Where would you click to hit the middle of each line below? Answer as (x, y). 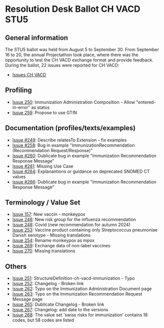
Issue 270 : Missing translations (44, 251)
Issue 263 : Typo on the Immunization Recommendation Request (77, 294)
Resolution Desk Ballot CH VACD (73, 9)
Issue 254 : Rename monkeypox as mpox (53, 240)
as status (41, 107)
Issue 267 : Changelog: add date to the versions (60, 310)
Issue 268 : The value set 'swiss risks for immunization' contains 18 (80, 315)
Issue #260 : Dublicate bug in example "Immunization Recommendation (84, 156)
